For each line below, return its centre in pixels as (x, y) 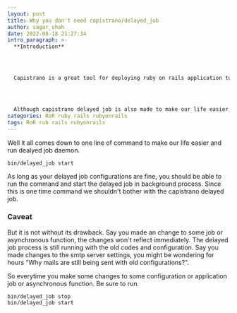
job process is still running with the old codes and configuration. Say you (113, 247)
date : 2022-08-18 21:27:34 (47, 34)
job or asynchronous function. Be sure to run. (73, 283)
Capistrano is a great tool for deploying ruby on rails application (118, 78)
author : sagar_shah (36, 27)
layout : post (26, 14)
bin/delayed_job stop (39, 296)
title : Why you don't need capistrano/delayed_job (83, 20)
